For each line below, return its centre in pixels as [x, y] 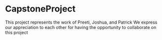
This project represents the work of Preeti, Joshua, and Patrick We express [81, 22]
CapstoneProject [40, 9]
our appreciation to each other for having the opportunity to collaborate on [81, 27]
